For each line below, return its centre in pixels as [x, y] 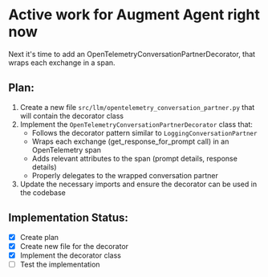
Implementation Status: [68, 218]
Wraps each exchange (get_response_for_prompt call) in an [130, 141]
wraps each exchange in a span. [62, 63]
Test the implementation [60, 264]
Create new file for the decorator [74, 246]
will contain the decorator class [72, 116]
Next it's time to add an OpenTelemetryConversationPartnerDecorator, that [132, 54]
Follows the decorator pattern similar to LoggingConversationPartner [144, 132]
